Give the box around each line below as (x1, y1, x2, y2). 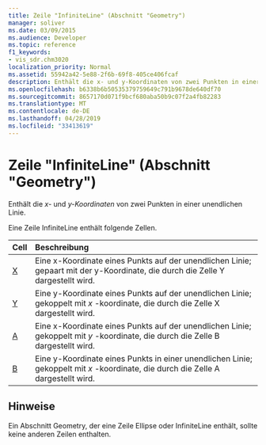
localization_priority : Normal (8, 63, 112, 71)
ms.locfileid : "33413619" (8, 122, 93, 130)
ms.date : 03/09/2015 (8, 26, 77, 34)
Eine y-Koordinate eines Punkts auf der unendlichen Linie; (35, 287, 252, 299)
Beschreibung (35, 242, 89, 253)
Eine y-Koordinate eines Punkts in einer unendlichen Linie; (35, 353, 253, 364)
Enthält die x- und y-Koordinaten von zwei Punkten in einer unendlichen (8, 199, 243, 208)
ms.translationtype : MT (8, 100, 87, 108)
